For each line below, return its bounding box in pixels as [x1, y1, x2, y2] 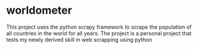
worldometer [6, 4, 73, 17]
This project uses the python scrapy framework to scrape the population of [6, 23, 192, 30]
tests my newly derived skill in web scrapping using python [6, 36, 152, 43]
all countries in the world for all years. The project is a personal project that [6, 29, 192, 36]
